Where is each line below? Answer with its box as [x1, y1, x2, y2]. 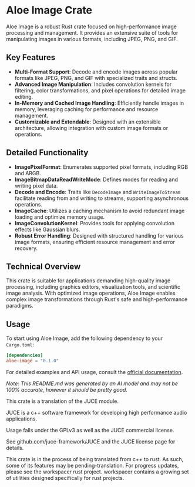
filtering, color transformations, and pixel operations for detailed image [14, 86, 186, 94]
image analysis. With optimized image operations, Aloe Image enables [6, 289, 176, 297]
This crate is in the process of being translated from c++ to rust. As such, [6, 455, 184, 462]
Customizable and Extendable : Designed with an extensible [14, 118, 161, 125]
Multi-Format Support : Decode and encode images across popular [14, 68, 178, 75]
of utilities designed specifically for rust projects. [6, 474, 125, 481]
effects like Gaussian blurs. [14, 226, 80, 233]
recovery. [14, 245, 38, 252]
